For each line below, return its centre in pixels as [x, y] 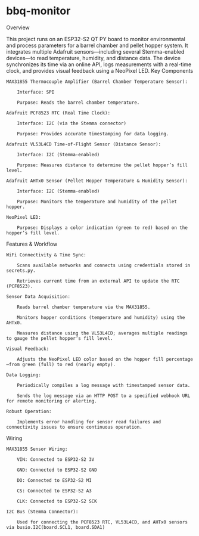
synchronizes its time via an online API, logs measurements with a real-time [99, 64]
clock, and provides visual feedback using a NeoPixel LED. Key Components [100, 70]
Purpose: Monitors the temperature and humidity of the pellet [97, 202]
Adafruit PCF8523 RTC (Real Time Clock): [58, 113]
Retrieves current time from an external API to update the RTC [98, 281]
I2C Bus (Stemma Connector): [42, 512]
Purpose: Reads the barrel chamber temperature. [78, 103]
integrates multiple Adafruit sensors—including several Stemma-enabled [95, 51]
